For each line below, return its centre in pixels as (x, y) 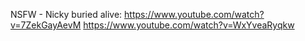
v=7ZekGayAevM (46, 25)
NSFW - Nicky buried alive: (66, 14)
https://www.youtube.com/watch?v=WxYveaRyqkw (189, 25)
